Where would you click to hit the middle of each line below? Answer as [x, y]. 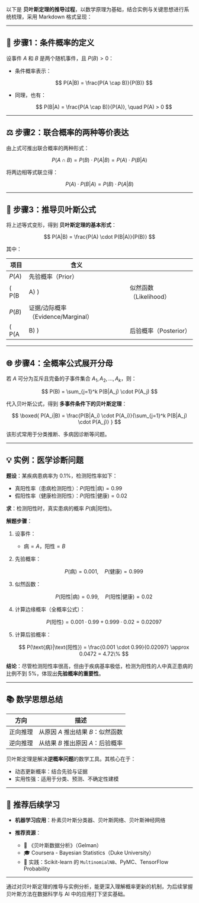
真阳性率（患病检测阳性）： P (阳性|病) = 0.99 [68, 488]
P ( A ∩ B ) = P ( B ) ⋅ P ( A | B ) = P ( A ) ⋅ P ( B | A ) [99, 160]
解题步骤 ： [19, 521]
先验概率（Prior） [53, 277]
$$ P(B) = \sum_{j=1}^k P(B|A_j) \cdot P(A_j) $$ [99, 392]
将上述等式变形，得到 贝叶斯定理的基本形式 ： [61, 225]
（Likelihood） [150, 297]
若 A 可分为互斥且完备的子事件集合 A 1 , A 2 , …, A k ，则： [71, 379]
